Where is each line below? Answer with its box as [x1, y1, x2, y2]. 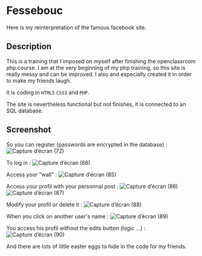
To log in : [6, 159, 32, 166]
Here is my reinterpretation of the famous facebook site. [6, 24, 147, 31]
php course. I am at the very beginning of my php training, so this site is [6, 64, 186, 71]
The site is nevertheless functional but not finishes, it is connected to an [6, 100, 186, 108]
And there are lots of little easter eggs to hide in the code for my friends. [6, 243, 187, 250]
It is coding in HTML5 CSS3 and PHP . [6, 89, 90, 96]
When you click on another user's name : [6, 212, 109, 220]
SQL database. [6, 107, 44, 114]
